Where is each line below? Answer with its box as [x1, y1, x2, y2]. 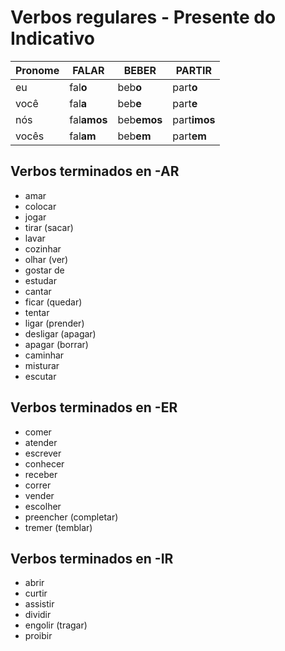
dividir [24, 609, 52, 621]
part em [172, 129, 207, 143]
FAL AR [72, 63, 105, 77]
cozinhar [24, 242, 62, 255]
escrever [24, 447, 62, 459]
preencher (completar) [24, 511, 119, 523]
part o [172, 80, 198, 94]
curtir [24, 587, 48, 600]
